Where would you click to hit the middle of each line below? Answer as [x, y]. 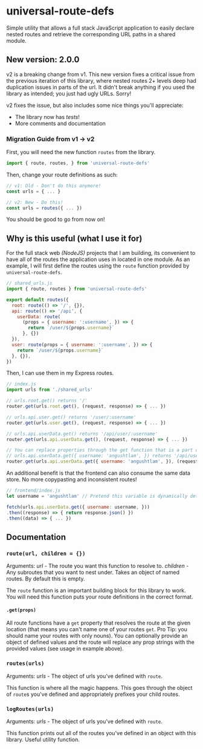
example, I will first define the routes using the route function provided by [98, 266]
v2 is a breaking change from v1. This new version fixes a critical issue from [101, 74]
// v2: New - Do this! [35, 202]
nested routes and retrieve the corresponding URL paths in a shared [91, 34]
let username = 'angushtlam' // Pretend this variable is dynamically [97, 496]
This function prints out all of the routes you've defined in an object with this [101, 733]
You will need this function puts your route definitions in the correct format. [100, 597]
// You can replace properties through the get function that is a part [100, 450]
